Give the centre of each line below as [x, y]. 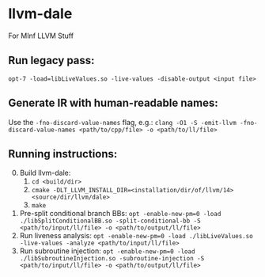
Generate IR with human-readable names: [114, 103]
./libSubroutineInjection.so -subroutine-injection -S [112, 259]
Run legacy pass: [51, 61]
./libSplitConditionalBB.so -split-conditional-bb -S [110, 221]
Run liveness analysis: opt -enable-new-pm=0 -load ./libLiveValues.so [136, 236]
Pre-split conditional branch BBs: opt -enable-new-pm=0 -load [120, 214]
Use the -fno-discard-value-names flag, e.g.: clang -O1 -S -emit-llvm [123, 122]
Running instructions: [63, 154]
